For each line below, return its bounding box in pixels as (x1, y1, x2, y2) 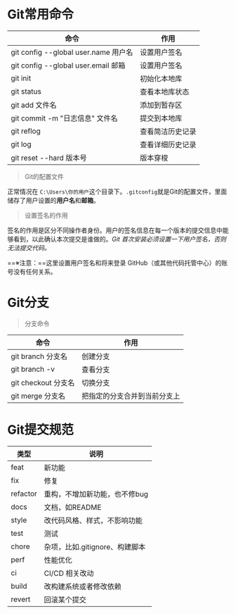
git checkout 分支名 (11, 377, 75, 387)
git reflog (11, 126, 41, 136)
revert (11, 594, 31, 604)
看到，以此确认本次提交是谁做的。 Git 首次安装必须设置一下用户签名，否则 (13, 234, 227, 243)
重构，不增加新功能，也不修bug (44, 489, 149, 499)
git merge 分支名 (11, 391, 65, 401)
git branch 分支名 (11, 351, 68, 361)
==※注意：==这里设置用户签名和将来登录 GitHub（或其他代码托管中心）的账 (7, 258, 228, 267)
